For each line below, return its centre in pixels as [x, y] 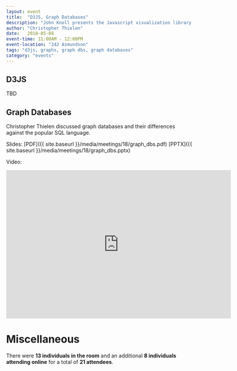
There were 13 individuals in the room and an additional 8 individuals [91, 356]
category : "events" [30, 56]
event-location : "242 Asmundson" [47, 45]
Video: [14, 162]
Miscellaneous [43, 339]
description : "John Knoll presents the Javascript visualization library [99, 22]
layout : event [24, 12]
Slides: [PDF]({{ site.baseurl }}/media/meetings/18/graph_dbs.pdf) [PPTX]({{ [99, 144]
